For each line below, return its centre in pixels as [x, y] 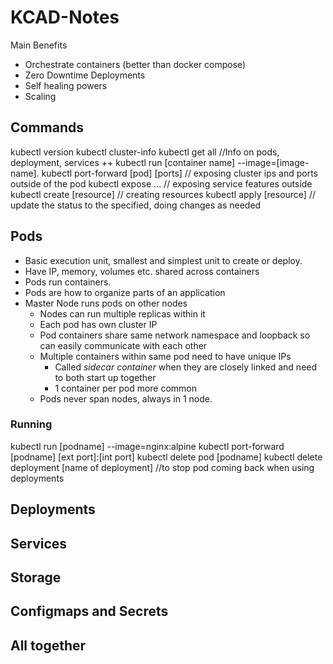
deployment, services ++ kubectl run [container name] [123, 162]
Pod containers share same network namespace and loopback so [175, 335]
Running [31, 424]
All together [48, 645]
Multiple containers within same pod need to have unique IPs [165, 356]
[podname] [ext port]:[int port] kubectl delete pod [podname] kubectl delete [166, 457]
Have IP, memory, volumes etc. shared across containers [142, 271]
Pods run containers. [68, 282]
